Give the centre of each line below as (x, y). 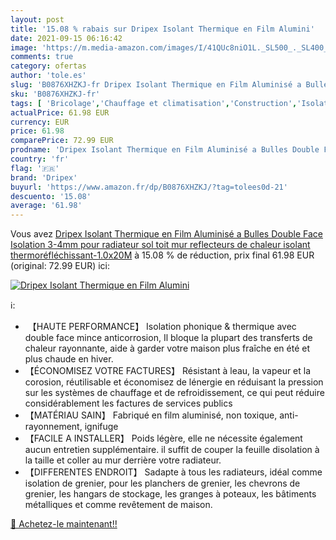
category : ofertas (48, 66)
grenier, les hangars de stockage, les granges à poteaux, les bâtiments (170, 494)
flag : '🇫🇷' (35, 168)
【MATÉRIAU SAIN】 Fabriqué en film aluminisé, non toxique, (151, 415)
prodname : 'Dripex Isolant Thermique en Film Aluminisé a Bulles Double (165, 150)
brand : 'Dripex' (44, 177)
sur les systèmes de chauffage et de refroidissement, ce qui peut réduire (174, 393)
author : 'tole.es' (48, 76)
